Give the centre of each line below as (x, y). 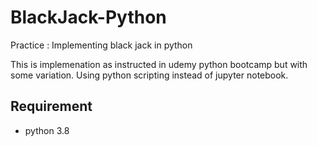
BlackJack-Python (88, 17)
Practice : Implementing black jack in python (101, 45)
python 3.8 (47, 130)
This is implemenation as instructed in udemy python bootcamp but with (159, 64)
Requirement (51, 106)
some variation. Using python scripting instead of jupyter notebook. (149, 75)
